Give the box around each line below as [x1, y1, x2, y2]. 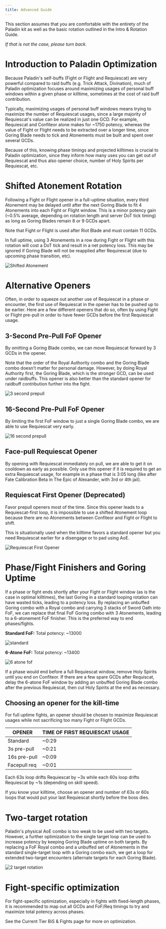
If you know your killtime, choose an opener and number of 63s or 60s [5, 789, 149, 795]
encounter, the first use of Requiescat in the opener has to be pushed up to [5, 302, 159, 308]
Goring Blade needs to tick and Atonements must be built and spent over [5, 132, 154, 138]
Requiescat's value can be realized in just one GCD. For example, [5, 116, 138, 122]
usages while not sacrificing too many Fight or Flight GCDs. [5, 717, 126, 723]
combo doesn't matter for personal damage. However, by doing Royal [5, 365, 147, 371]
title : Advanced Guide [5, 7, 52, 12]
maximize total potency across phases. [5, 909, 85, 915]
